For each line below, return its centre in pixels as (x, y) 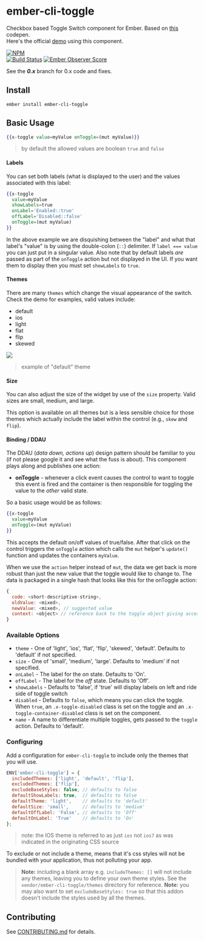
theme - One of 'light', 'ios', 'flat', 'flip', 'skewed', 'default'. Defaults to (100, 648)
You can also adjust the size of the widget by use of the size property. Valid (101, 394)
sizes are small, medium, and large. (50, 401)
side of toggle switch (41, 694)
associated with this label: (39, 183)
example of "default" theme (56, 366)
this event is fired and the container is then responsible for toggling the (104, 484)
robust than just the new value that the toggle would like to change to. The (99, 573)
